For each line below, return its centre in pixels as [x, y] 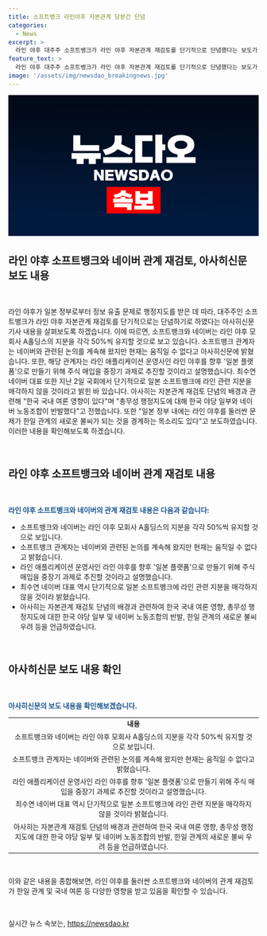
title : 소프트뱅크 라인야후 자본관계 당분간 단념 [77, 17]
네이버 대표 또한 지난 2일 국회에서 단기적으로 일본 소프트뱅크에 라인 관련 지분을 [130, 382]
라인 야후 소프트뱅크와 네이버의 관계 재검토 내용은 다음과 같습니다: [109, 510]
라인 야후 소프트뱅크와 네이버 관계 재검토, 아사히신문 [128, 260]
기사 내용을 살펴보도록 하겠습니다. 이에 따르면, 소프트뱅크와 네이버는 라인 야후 [128, 331]
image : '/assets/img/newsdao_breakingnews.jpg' [89, 76]
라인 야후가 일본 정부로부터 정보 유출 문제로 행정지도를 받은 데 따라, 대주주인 [126, 311]
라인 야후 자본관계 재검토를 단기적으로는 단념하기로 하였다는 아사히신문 [145, 322]
